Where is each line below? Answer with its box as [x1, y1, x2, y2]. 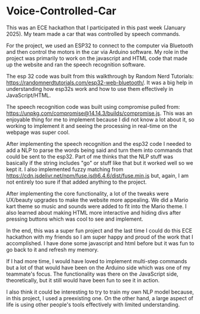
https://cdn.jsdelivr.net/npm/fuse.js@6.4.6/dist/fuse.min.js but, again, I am [6, 172, 189, 179]
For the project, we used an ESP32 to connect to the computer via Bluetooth [6, 42, 194, 49]
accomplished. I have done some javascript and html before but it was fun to [6, 239, 195, 246]
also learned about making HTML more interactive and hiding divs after [6, 209, 181, 216]
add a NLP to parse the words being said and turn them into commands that [6, 147, 193, 154]
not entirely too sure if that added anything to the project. [6, 178, 147, 185]
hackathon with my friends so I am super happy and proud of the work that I [6, 233, 193, 240]
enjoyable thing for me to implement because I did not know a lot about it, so [6, 115, 195, 123]
